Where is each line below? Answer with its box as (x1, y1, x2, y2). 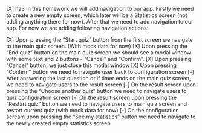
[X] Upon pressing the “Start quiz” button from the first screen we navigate (6, 36, 194, 43)
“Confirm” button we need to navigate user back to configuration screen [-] (6, 68, 195, 75)
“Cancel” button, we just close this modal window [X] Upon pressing (6, 62, 177, 69)
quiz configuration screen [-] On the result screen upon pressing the (6, 94, 177, 101)
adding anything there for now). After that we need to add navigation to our (6, 18, 194, 25)
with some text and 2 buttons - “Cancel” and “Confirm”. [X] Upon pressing (6, 56, 192, 62)
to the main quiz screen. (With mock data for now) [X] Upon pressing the (6, 42, 187, 50)
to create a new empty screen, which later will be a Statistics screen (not (6, 11, 187, 19)
